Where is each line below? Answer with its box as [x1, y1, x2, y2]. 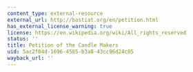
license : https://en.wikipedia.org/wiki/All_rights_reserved [7, 29, 187, 36]
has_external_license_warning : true [7, 23, 112, 29]
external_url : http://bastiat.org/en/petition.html [7, 16, 159, 23]
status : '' [7, 36, 39, 43]
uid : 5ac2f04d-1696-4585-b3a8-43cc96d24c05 [7, 49, 134, 56]
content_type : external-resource [7, 10, 103, 17]
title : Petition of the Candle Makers [7, 42, 119, 49]
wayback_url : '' [7, 55, 54, 62]
